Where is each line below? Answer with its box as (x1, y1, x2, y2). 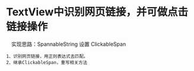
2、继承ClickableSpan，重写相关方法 (6, 59, 88, 65)
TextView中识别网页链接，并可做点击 (6, 5, 188, 19)
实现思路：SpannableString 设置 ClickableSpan (11, 40, 126, 48)
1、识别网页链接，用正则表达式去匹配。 (6, 53, 89, 59)
